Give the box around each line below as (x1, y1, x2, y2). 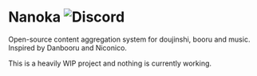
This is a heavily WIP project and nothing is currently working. (8, 58, 212, 68)
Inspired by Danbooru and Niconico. (8, 42, 128, 52)
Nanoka (8, 8, 61, 26)
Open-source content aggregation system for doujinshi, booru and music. (8, 34, 251, 44)
